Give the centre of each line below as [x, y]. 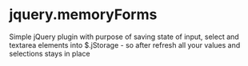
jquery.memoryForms [83, 15]
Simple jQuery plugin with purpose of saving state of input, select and [124, 37]
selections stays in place [50, 53]
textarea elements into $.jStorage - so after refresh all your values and [125, 45]
